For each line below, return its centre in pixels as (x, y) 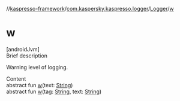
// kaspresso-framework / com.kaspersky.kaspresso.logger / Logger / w (90, 9)
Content (16, 79)
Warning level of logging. (37, 67)
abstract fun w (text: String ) (40, 85)
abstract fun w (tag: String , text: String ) (54, 91)
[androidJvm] (23, 49)
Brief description (27, 56)
